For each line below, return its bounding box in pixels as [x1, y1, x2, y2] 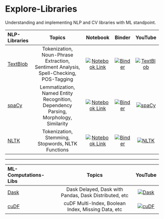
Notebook [86, 34, 110, 41]
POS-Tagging [41, 75, 73, 82]
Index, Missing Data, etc [67, 206, 123, 213]
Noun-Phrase [41, 51, 74, 58]
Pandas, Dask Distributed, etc [61, 192, 129, 199]
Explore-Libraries [5, 3, 77, 15]
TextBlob [7, 60, 28, 67]
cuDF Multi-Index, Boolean [63, 200, 126, 206]
